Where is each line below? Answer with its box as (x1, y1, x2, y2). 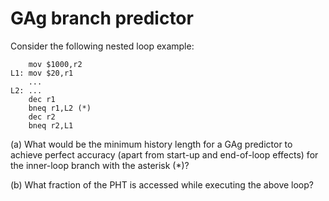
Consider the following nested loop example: (10, 40, 195, 52)
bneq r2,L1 (28, 120, 74, 131)
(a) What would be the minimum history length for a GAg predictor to (10, 138, 293, 150)
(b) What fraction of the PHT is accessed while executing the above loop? (10, 178, 314, 191)
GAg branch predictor (10, 7, 194, 30)
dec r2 (28, 112, 56, 122)
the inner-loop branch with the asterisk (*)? (10, 159, 190, 171)
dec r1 (28, 94, 56, 104)
